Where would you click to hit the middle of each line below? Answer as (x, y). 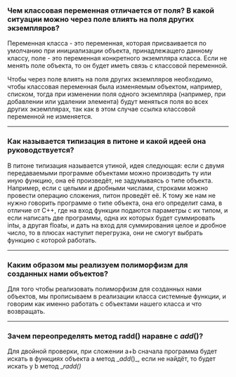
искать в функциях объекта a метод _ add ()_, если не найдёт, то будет (112, 359)
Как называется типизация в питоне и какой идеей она (107, 141)
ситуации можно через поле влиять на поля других (101, 19)
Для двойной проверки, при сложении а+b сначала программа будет (112, 351)
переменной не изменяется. (50, 117)
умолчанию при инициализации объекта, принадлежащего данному (110, 51)
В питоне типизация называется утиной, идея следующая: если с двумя (116, 165)
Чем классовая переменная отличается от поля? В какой (111, 11)
